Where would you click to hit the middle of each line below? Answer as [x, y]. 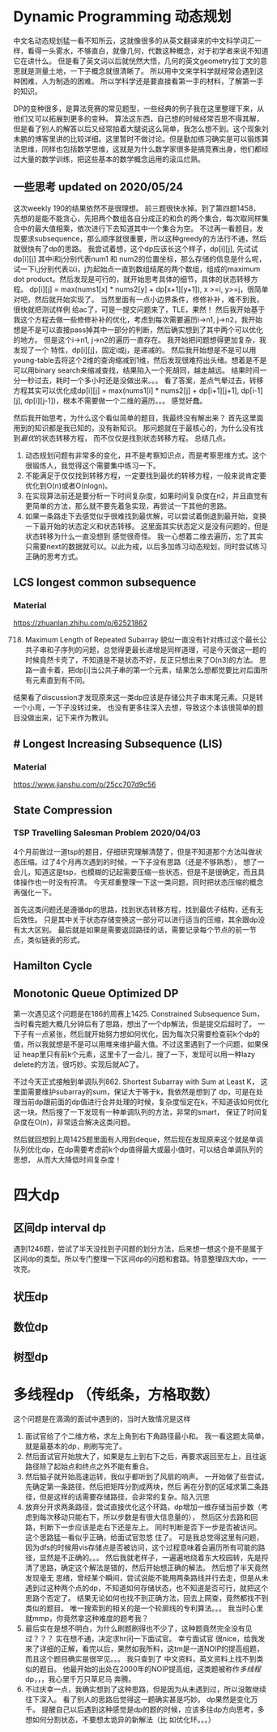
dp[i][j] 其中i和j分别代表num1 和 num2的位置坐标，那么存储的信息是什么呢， [140, 258]
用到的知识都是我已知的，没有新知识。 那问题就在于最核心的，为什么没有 [135, 428]
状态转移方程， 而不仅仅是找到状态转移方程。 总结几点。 [135, 437]
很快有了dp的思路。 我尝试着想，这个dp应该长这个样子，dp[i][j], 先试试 [139, 249]
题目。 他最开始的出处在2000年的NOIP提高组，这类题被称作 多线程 [150, 1669]
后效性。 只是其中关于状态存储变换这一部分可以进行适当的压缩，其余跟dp [136, 919]
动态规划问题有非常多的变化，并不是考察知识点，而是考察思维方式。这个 [145, 455]
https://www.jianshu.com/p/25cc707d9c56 [85, 785]
